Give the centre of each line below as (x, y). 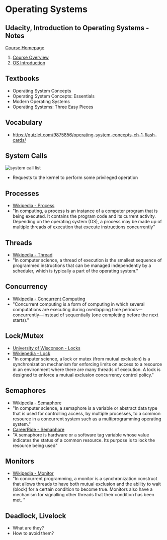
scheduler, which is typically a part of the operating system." (75, 271)
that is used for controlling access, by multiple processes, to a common (87, 413)
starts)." (21, 320)
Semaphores (26, 391)
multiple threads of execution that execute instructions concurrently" (84, 227)
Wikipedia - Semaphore (37, 403)
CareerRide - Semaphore (38, 429)
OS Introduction (29, 63)
